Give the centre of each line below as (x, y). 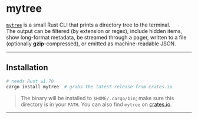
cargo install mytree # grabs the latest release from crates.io (89, 87)
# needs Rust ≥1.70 (30, 81)
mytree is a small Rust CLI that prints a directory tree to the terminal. (88, 25)
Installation (27, 67)
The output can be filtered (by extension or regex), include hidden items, (94, 31)
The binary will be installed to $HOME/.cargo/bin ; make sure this (97, 98)
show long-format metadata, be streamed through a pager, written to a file (96, 37)
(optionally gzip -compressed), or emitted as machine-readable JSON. (91, 44)
